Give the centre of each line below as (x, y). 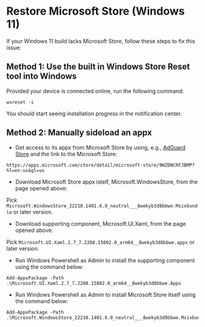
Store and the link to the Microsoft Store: (66, 154)
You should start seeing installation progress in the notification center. (94, 113)
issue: (14, 48)
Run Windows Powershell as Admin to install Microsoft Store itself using (106, 295)
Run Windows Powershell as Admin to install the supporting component (105, 260)
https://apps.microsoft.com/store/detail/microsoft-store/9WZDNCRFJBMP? (101, 165)
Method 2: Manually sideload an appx (79, 133)
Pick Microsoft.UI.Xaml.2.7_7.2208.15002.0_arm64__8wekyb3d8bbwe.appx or (101, 242)
